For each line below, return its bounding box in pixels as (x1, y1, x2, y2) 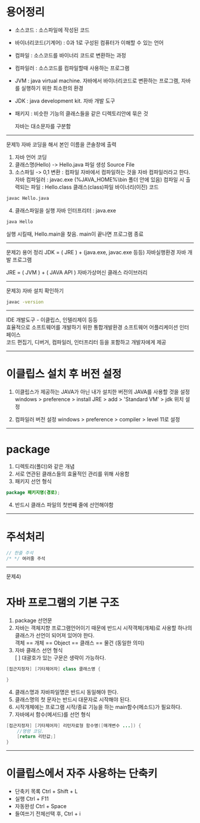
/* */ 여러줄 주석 (6, 556, 46, 562)
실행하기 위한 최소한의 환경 (21, 84, 83, 91)
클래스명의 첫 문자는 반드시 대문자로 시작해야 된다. (14, 696, 131, 703)
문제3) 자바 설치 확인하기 (6, 287, 64, 294)
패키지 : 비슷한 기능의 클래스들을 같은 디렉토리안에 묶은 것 (14, 110, 149, 117)
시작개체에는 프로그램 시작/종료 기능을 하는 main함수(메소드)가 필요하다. (14, 703, 183, 710)
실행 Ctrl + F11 (14, 795, 49, 803)
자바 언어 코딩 (14, 153, 47, 161)
